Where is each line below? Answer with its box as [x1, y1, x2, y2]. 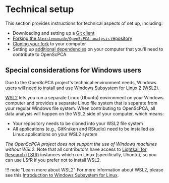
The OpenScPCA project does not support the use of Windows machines [5, 141, 157, 147]
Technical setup [5, 4, 74, 15]
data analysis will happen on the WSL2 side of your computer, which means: [5, 110, 164, 116]
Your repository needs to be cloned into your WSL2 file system [12, 120, 143, 127]
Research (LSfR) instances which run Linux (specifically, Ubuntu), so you [5, 151, 157, 157]
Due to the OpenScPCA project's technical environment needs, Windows [5, 79, 156, 85]
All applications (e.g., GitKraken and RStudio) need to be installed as [12, 126, 154, 132]
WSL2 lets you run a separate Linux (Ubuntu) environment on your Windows [5, 94, 164, 100]
